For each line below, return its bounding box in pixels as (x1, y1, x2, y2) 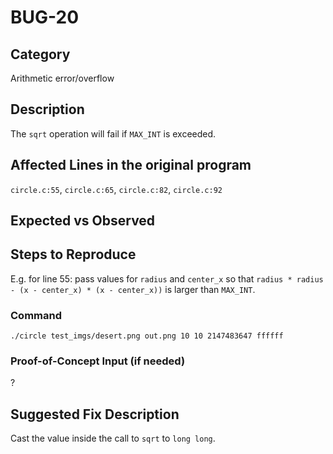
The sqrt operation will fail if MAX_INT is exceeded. (10, 127, 217, 140)
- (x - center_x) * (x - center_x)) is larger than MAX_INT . (10, 283, 256, 295)
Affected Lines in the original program (10, 157, 252, 174)
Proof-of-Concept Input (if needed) (10, 354, 186, 368)
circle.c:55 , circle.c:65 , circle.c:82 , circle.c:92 (10, 183, 223, 195)
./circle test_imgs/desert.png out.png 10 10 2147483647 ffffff (10, 331, 284, 341)
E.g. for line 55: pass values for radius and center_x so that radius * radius (10, 272, 324, 285)
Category (10, 46, 71, 63)
